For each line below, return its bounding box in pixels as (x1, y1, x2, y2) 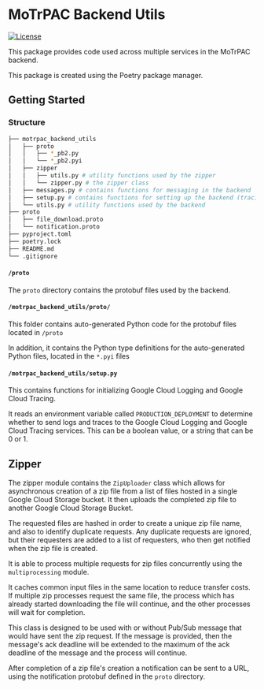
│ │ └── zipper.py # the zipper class (8, 179, 149, 187)
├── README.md (8, 244, 55, 253)
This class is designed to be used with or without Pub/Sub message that (8, 623, 242, 632)
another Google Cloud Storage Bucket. (8, 503, 134, 512)
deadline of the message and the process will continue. (8, 648, 188, 657)
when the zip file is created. (8, 543, 98, 553)
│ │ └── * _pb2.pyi (8, 157, 82, 165)
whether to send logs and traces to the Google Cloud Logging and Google (8, 418, 247, 427)
